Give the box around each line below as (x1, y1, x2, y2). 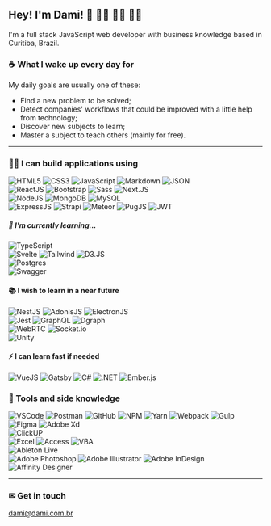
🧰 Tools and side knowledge (8, 393, 121, 404)
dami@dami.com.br (8, 508, 74, 518)
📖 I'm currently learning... (8, 221, 97, 230)
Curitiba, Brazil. (8, 38, 60, 48)
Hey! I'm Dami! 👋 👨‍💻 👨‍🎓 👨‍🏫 (8, 8, 143, 22)
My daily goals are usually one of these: (8, 80, 141, 90)
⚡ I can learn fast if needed (8, 351, 100, 361)
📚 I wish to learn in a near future (8, 285, 119, 295)
